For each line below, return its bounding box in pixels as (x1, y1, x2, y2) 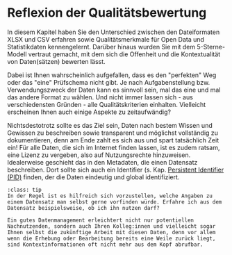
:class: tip (7, 186, 42, 193)
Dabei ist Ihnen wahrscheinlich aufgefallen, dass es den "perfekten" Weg (7, 71, 217, 79)
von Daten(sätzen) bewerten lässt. (7, 57, 106, 65)
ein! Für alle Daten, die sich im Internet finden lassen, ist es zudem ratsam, (7, 143, 220, 151)
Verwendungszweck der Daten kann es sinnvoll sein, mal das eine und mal (7, 85, 221, 94)
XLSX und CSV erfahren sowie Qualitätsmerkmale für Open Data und (7, 35, 205, 43)
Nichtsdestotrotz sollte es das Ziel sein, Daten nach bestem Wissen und (7, 121, 213, 129)
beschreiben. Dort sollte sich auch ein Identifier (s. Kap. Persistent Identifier (7, 165, 224, 174)
